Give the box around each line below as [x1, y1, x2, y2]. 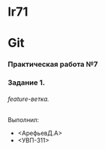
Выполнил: [7, 116, 40, 124]
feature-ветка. [7, 95, 50, 103]
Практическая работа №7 [7, 59, 98, 69]
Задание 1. [7, 78, 45, 87]
